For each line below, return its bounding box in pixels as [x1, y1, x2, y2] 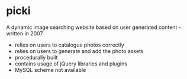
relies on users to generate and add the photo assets [14, 47, 144, 54]
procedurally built [14, 54, 58, 61]
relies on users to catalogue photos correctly [14, 41, 124, 48]
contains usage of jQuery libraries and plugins [14, 60, 127, 67]
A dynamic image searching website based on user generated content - [6, 24, 182, 31]
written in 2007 [6, 29, 43, 37]
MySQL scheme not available [14, 66, 86, 73]
